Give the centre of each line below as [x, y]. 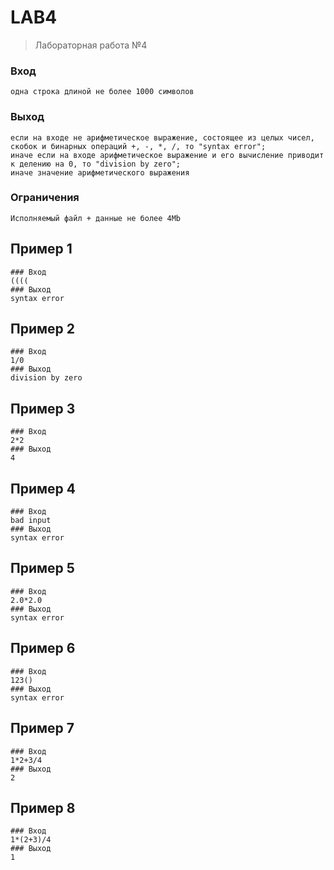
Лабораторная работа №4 [91, 45]
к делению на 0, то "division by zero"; [96, 164]
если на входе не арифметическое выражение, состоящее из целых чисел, [162, 137]
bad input [31, 521]
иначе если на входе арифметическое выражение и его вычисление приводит [167, 155]
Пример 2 [43, 329]
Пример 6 [43, 648]
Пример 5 [42, 568]
